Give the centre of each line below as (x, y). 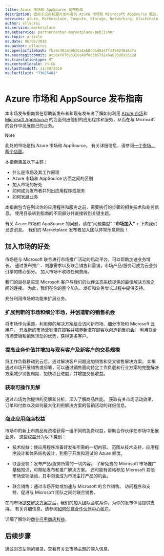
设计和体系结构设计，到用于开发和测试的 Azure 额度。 (71, 453)
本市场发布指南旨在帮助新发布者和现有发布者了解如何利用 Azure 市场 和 (76, 113)
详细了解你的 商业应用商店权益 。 (37, 519)
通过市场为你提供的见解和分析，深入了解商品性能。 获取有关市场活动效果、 (81, 399)
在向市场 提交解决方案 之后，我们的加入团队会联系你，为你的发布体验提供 (78, 503)
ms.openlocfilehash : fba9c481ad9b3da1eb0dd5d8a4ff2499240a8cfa (71, 50)
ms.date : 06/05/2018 (26, 42)
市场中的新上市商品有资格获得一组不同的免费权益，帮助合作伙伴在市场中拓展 (82, 430)
